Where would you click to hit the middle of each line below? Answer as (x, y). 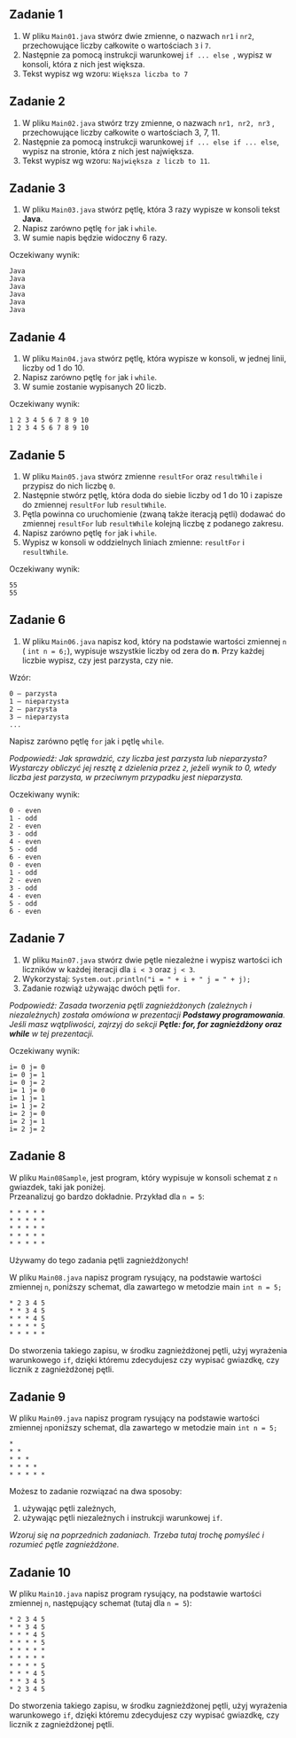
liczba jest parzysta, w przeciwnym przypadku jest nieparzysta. (126, 777)
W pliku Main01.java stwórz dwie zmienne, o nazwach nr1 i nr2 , (138, 35)
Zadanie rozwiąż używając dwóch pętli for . (101, 988)
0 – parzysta (33, 694)
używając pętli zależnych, (69, 1508)
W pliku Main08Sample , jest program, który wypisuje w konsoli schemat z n (143, 1177)
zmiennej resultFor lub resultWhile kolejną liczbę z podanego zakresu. (152, 524)
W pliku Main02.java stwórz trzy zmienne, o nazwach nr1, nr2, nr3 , (148, 122)
